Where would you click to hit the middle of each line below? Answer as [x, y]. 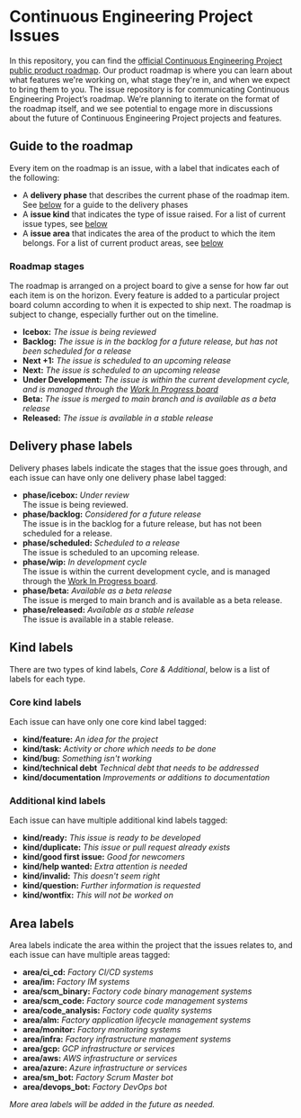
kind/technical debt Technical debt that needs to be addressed [140, 768]
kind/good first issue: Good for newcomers [104, 857]
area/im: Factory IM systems [76, 982]
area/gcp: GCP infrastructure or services [98, 1049]
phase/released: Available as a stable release [108, 609]
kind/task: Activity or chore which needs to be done [119, 748]
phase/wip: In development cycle [84, 562]
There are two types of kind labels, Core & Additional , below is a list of [140, 669]
